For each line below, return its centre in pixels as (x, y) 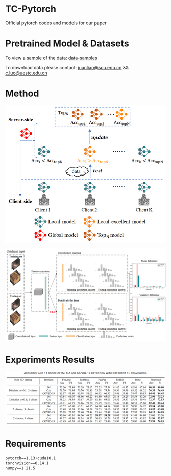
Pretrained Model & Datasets (67, 44)
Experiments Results (50, 360)
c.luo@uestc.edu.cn (26, 73)
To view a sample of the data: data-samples (52, 58)
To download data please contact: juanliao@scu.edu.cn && (67, 67)
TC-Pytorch (31, 9)
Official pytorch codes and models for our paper (56, 23)
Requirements (36, 444)
